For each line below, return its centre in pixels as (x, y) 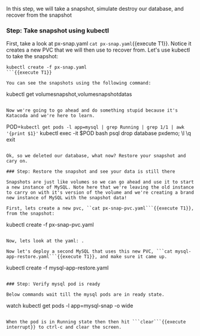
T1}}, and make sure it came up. (125, 257)
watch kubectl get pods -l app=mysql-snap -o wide (70, 306)
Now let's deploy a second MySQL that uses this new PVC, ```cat (89, 251)
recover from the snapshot (39, 15)
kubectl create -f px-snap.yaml (46, 67)
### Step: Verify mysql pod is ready (53, 284)
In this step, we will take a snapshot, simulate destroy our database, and (95, 9)
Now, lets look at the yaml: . (45, 241)
